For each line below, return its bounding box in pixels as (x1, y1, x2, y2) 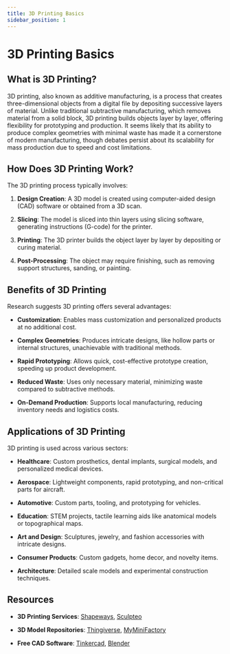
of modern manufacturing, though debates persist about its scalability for (7, 136, 215, 144)
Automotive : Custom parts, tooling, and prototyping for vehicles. (16, 498, 201, 507)
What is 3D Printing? (7, 74, 97, 85)
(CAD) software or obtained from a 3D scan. (16, 202, 142, 210)
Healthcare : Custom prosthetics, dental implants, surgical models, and (16, 457, 218, 465)
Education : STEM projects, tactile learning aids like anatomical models (16, 511, 217, 520)
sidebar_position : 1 (7, 17, 67, 23)
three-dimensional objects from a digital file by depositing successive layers (7, 99, 223, 108)
